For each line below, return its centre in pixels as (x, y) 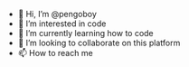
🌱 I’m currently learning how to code (85, 33)
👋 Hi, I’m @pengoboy (57, 14)
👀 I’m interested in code (62, 24)
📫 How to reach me (55, 53)
